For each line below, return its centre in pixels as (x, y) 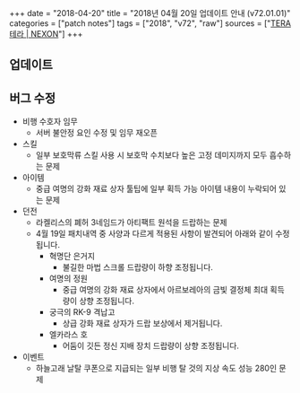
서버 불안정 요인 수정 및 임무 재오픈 (97, 133)
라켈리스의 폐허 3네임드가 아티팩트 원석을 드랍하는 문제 (131, 223)
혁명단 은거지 (72, 256)
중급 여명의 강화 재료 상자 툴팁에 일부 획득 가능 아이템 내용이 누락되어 (156, 189)
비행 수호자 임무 (50, 122)
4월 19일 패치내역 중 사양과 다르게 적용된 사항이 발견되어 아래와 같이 (154, 234)
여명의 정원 (68, 279)
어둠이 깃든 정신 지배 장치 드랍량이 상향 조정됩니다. (151, 346)
